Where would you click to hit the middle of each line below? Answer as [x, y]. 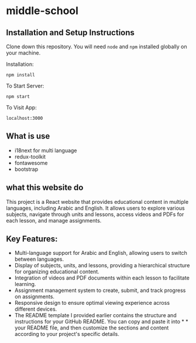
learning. [25, 284]
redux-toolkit [30, 156]
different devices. [36, 309]
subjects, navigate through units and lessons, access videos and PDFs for [95, 214]
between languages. [39, 259]
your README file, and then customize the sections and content [92, 328]
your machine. [23, 53]
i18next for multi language [46, 150]
